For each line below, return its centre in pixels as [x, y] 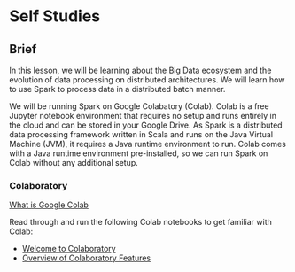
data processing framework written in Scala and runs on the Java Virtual [141, 134]
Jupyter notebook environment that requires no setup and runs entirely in [143, 116]
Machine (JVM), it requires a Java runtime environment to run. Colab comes [147, 144]
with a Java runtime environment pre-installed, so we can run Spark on [139, 153]
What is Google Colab [49, 205]
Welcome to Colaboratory [69, 249]
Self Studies [54, 16]
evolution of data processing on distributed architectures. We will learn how [147, 80]
